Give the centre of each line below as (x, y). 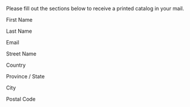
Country (16, 65)
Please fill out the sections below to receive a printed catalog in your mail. (95, 8)
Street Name (21, 54)
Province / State (26, 76)
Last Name (19, 31)
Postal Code (21, 99)
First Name (19, 20)
